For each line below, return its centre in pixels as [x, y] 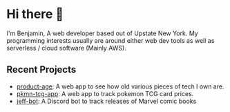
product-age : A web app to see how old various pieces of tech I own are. [120, 86]
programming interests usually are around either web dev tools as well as [111, 40]
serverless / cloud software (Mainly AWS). [67, 48]
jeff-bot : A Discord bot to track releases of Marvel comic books [106, 101]
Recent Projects [41, 69]
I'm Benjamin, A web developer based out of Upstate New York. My [102, 33]
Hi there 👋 [35, 14]
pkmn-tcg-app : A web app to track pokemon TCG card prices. [105, 93]
